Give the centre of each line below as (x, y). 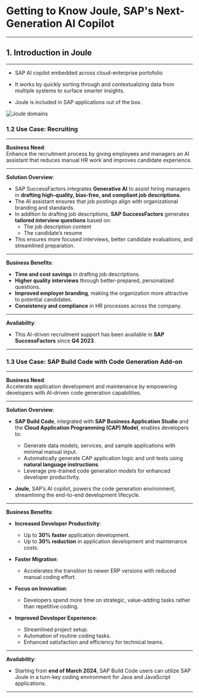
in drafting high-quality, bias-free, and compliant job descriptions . (98, 195)
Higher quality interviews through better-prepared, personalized (94, 281)
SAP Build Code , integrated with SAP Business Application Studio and (102, 422)
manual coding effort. (50, 577)
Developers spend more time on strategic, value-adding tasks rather (107, 600)
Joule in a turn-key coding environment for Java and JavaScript (92, 677)
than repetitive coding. (51, 606)
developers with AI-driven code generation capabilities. (74, 393)
